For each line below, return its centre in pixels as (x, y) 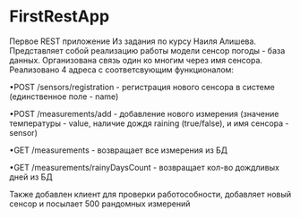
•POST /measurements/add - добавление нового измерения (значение (144, 113)
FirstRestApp (60, 17)
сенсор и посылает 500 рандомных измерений (100, 204)
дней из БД (31, 177)
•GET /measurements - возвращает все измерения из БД (119, 150)
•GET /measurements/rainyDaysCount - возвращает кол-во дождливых (145, 167)
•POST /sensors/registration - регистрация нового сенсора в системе (142, 87)
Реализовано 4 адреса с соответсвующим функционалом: (122, 70)
